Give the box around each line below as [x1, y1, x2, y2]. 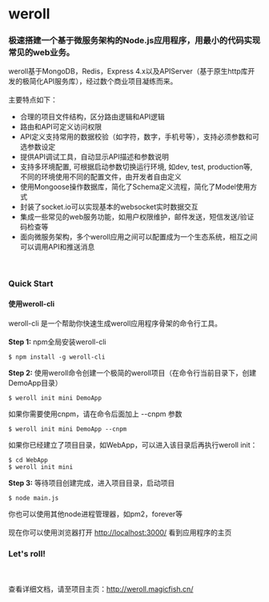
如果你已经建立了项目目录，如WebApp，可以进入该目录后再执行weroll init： [8, 439, 258, 449]
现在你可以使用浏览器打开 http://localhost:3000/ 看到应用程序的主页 [8, 528, 232, 537]
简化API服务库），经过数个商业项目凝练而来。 [29, 77, 178, 86]
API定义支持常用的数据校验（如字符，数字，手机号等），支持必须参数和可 [19, 132, 260, 142]
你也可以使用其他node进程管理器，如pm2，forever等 [8, 509, 183, 519]
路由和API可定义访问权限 [19, 122, 102, 132]
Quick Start [8, 278, 54, 289]
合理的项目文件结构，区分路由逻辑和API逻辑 [19, 112, 166, 122]
